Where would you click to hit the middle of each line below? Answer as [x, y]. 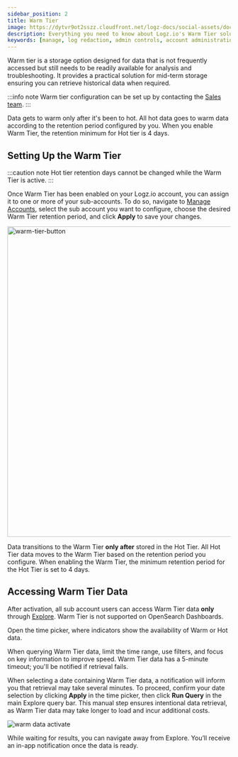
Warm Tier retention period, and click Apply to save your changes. [104, 216]
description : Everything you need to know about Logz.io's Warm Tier [112, 34]
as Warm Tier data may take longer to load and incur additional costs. [109, 710]
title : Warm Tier [33, 21]
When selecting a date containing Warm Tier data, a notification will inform [116, 680]
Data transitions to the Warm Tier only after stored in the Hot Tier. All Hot [114, 546]
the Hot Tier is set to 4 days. [49, 569]
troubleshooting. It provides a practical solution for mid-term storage [107, 76]
